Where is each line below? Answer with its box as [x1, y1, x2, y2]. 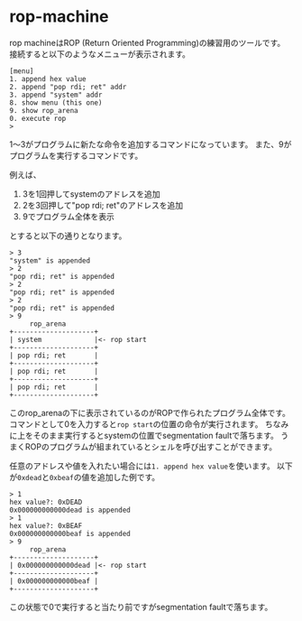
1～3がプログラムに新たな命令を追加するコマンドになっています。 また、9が [9, 138, 292, 150]
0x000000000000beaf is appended [9, 529, 131, 538]
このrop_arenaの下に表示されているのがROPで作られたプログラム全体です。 [9, 407, 290, 418]
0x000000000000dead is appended [9, 505, 131, 514]
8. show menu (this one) [9, 97, 103, 107]
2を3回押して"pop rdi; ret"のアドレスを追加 [22, 199, 184, 210]
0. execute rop [9, 114, 67, 123]
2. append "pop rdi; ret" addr [9, 82, 127, 91]
